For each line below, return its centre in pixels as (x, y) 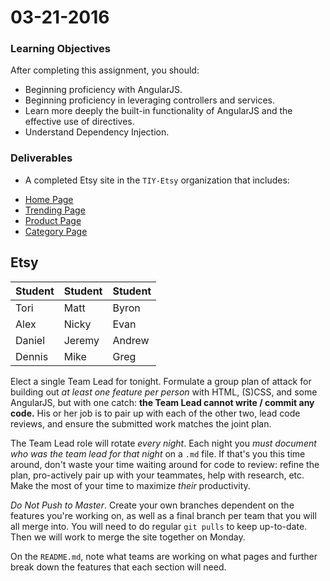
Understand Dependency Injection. (97, 132)
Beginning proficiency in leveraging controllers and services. (150, 100)
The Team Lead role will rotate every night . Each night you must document (163, 443)
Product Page (53, 220)
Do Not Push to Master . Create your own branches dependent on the (152, 505)
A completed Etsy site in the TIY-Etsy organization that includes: (157, 180)
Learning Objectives (61, 49)
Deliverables (41, 158)
